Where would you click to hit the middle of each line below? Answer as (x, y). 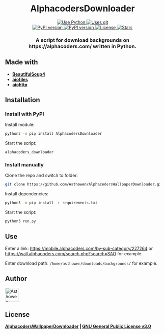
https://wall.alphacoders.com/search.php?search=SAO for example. (74, 253)
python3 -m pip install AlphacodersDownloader (54, 134)
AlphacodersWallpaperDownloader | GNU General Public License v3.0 (78, 326)
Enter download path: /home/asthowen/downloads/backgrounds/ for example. (81, 263)
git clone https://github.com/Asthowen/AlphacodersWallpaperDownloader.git (84, 184)
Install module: (20, 125)
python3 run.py (21, 221)
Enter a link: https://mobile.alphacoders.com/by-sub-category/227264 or (79, 248)
